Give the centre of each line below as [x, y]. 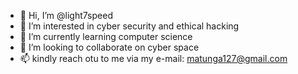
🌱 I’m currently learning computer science [106, 36]
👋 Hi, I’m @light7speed [66, 15]
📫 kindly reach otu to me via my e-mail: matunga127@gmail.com [153, 58]
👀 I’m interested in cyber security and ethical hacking [129, 26]
